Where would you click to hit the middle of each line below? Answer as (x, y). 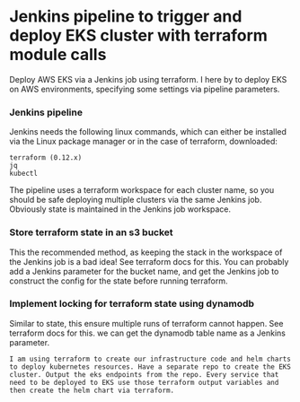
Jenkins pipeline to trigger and (126, 17)
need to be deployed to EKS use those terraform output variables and (144, 382)
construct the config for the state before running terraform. (119, 281)
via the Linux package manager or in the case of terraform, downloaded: (144, 142)
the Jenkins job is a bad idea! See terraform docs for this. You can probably (149, 261)
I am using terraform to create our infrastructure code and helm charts (150, 359)
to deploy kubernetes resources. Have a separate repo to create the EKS (150, 367)
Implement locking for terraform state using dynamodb (132, 304)
